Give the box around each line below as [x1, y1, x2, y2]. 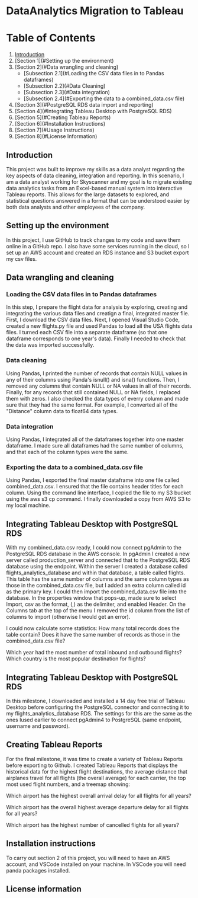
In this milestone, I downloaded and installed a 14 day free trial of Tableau [6, 697, 185, 704]
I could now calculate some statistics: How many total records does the [6, 625, 180, 632]
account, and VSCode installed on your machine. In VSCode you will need [6, 861, 186, 868]
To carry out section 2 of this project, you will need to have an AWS [6, 854, 170, 861]
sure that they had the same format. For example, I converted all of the [6, 401, 178, 408]
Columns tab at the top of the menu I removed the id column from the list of [6, 607, 190, 614]
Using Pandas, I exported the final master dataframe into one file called [6, 477, 180, 484]
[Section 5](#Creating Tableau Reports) [14, 114, 111, 121]
